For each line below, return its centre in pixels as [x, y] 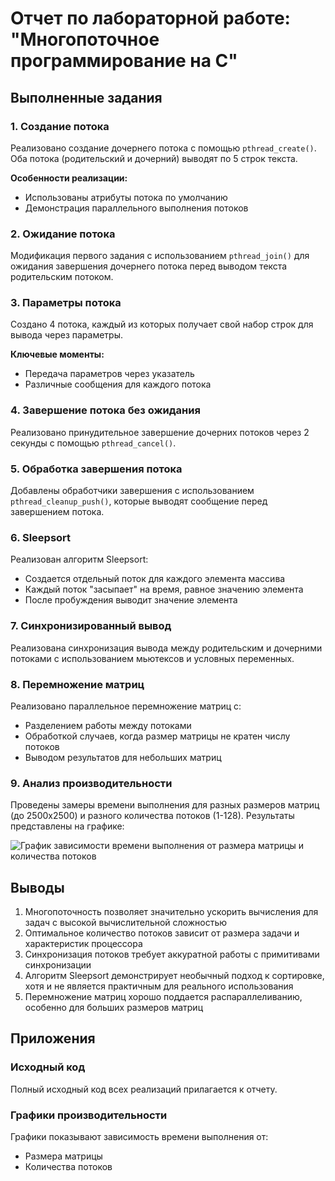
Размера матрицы [63, 1156]
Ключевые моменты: [57, 354]
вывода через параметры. [67, 335]
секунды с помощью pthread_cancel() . [93, 443]
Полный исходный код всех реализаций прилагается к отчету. [144, 1089]
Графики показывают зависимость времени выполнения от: [139, 1137]
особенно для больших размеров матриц [113, 1008]
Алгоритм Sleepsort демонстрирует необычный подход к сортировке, [174, 976]
